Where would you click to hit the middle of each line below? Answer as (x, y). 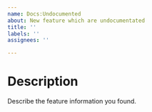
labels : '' (24, 34)
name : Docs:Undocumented (44, 14)
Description (43, 82)
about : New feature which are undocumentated (76, 21)
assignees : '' (29, 40)
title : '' (22, 27)
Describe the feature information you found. (72, 101)
